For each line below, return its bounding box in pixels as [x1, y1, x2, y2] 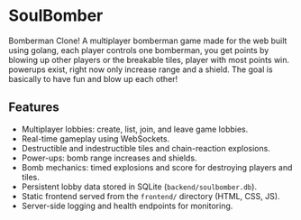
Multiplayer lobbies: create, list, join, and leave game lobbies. [21, 124, 249, 134]
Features [8, 100, 59, 115]
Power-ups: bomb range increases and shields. [21, 152, 197, 163]
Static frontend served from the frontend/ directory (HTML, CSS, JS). [21, 190, 280, 201]
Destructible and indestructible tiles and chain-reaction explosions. [21, 142, 271, 153]
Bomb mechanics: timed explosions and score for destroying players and [21, 161, 293, 172]
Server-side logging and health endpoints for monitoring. [21, 200, 233, 211]
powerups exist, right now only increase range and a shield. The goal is [8, 64, 273, 75]
